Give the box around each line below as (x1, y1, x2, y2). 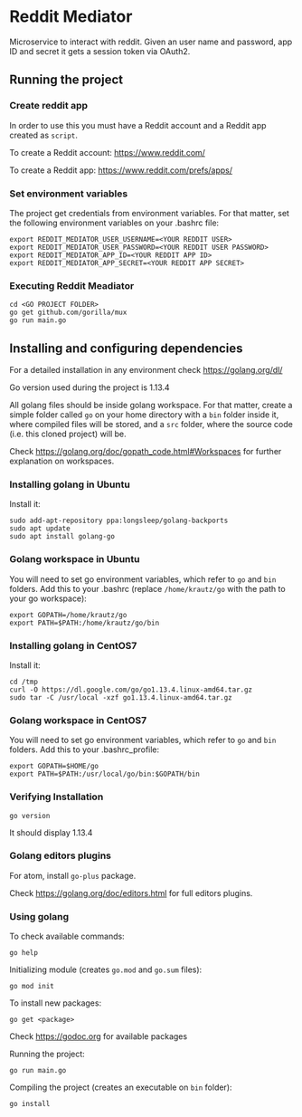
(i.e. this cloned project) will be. (9, 428, 127, 440)
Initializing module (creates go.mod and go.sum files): (9, 964, 203, 975)
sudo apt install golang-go (9, 532, 116, 541)
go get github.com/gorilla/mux (9, 308, 127, 318)
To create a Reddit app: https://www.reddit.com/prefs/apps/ (9, 165, 233, 176)
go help (9, 949, 39, 958)
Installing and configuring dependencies (9, 340, 243, 356)
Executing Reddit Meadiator (9, 279, 135, 291)
